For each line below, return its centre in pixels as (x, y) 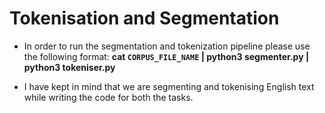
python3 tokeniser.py (69, 67)
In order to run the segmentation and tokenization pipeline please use (167, 46)
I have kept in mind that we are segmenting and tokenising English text (169, 86)
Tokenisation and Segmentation (144, 18)
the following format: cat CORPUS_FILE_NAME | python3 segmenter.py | (166, 56)
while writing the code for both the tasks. (108, 97)
